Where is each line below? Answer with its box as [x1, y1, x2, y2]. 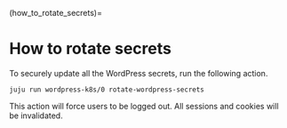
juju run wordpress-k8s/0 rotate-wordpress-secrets [9, 84, 204, 94]
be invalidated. [9, 110, 64, 121]
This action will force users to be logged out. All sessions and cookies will [9, 100, 279, 111]
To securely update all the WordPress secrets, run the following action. [9, 68, 268, 78]
